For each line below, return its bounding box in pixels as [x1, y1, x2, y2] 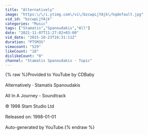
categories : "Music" [5, 21, 48, 26]
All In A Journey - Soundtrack [5, 93, 66, 99]
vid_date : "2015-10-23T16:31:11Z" [5, 35, 77, 40]
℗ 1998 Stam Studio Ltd [5, 103, 54, 109]
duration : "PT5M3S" [5, 40, 46, 45]
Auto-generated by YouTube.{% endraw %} [5, 125, 95, 131]
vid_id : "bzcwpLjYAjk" [5, 16, 52, 21]
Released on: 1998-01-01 [5, 114, 56, 120]
